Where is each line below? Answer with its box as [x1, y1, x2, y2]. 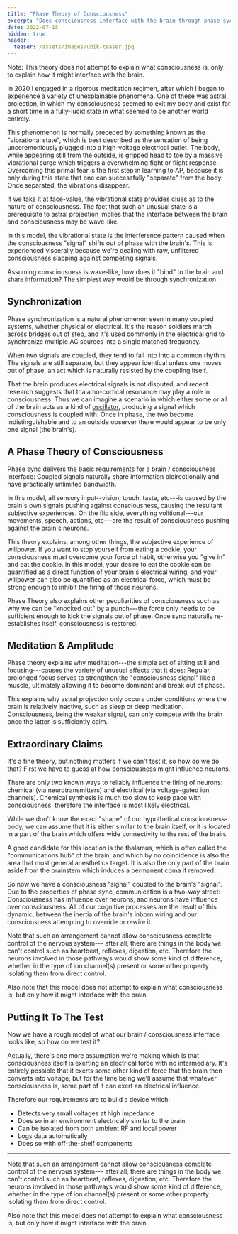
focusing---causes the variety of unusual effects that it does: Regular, [7, 666, 211, 675]
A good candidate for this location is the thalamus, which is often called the [7, 843, 227, 853]
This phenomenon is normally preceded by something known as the [7, 129, 206, 136]
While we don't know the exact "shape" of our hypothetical [7, 815, 180, 823]
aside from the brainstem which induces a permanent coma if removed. [7, 866, 216, 875]
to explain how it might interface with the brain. [7, 70, 145, 79]
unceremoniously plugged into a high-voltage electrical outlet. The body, [7, 144, 220, 151]
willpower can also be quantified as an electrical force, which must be [7, 575, 211, 583]
